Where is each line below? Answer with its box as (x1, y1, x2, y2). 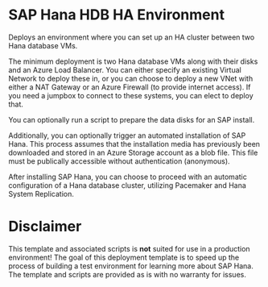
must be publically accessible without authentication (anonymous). (8, 156, 231, 166)
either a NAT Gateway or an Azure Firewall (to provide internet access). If (8, 82, 251, 92)
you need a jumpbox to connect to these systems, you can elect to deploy (8, 90, 254, 100)
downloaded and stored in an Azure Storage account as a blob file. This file (8, 148, 258, 157)
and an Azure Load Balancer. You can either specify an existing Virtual (8, 64, 241, 74)
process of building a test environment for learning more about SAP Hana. (8, 260, 254, 271)
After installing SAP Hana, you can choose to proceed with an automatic (8, 172, 247, 181)
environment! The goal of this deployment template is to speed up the (8, 252, 240, 262)
